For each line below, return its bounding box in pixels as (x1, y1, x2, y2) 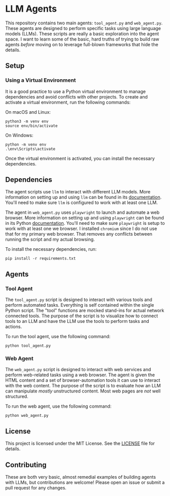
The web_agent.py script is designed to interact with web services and (5, 367, 151, 373)
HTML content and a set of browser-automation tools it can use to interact (5, 377, 161, 383)
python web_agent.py (5, 413, 49, 418)
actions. (5, 323, 22, 330)
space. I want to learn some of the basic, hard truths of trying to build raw (5, 36, 160, 42)
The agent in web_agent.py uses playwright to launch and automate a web (5, 209, 160, 216)
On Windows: (5, 132, 33, 138)
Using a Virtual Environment (5, 77, 76, 84)
